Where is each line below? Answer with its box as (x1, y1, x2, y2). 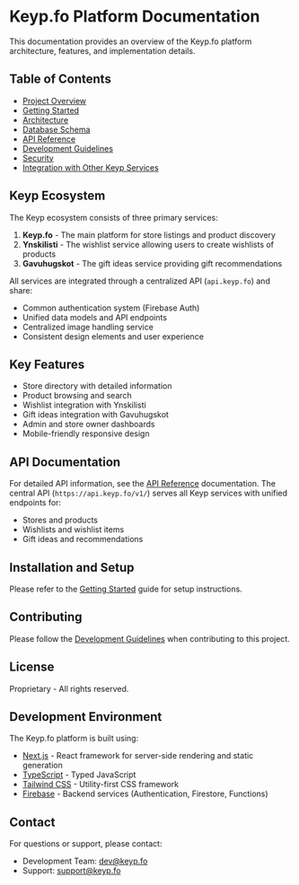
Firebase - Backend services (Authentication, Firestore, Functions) (22, 788, 268, 800)
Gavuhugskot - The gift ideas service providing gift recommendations (22, 258, 283, 268)
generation (22, 760, 63, 771)
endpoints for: (9, 497, 61, 508)
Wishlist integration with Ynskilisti (22, 399, 146, 410)
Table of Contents (9, 72, 112, 87)
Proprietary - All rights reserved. (9, 683, 129, 694)
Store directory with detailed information (22, 381, 172, 391)
